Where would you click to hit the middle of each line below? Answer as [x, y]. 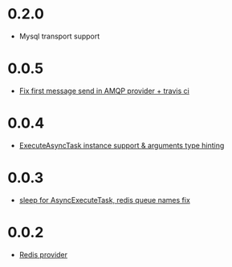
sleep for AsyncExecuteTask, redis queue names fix [104, 200]
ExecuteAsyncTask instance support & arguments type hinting [122, 145]
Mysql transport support [59, 36]
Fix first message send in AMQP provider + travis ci [104, 91]
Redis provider [43, 254]
